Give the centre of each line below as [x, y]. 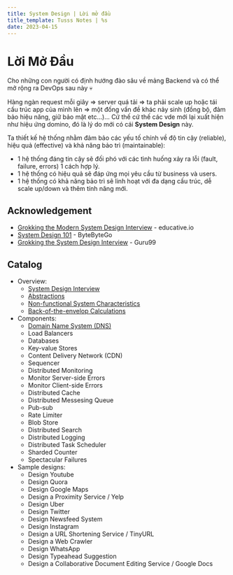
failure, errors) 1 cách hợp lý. [58, 166]
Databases [43, 341]
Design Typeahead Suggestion [72, 556]
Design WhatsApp [54, 548]
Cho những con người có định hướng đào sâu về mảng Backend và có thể [113, 80]
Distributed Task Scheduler [67, 444]
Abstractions [46, 296]
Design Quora [48, 482]
